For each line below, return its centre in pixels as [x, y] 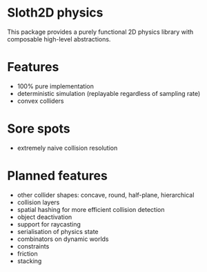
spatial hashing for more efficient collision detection [91, 209]
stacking [29, 261]
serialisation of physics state [58, 231]
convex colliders [40, 101]
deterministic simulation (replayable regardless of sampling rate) [109, 93]
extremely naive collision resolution [67, 148]
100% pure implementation [56, 86]
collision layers [38, 202]
